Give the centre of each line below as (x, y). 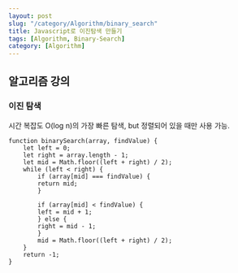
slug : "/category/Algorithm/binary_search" (83, 24)
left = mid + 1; (65, 212)
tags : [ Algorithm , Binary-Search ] (67, 39)
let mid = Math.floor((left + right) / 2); (98, 162)
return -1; (41, 254)
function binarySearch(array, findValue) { (83, 141)
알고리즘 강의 (39, 81)
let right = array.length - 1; (76, 155)
